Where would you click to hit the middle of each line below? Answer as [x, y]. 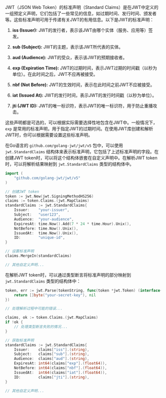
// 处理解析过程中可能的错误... [34, 309]
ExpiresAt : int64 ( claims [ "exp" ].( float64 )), [61, 363]
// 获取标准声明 [20, 340]
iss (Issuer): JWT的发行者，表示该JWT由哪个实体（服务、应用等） [80, 30]
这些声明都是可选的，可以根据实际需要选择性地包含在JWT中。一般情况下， [81, 122]
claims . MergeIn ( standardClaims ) [38, 256]
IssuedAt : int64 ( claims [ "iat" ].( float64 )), [61, 372]
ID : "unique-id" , [40, 238]
